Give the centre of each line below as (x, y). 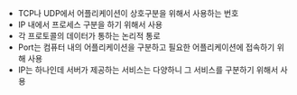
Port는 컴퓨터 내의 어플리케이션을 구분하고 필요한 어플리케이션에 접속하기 (146, 47)
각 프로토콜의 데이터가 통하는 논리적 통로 (89, 36)
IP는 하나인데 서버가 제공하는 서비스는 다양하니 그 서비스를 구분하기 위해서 (148, 70)
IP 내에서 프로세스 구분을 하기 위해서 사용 (90, 24)
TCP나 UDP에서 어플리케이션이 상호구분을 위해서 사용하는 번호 (128, 13)
